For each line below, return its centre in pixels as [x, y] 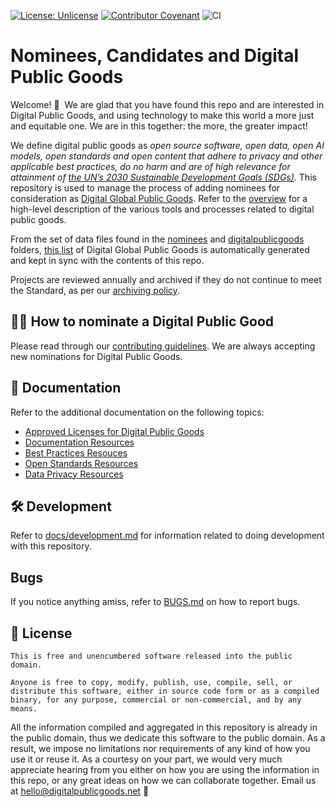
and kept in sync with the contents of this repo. [107, 260]
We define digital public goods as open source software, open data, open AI [167, 145]
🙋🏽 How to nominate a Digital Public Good [142, 321]
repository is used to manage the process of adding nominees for [145, 187]
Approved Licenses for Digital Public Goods [114, 431]
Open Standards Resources [81, 463]
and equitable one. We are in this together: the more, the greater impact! [159, 126]
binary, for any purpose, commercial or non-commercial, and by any [156, 700]
